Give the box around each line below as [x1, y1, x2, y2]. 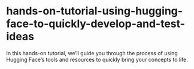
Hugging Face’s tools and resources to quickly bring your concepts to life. [6, 56, 189, 63]
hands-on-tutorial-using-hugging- [6, 4, 183, 18]
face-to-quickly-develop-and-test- [6, 17, 186, 31]
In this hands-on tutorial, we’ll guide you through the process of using [6, 49, 178, 56]
